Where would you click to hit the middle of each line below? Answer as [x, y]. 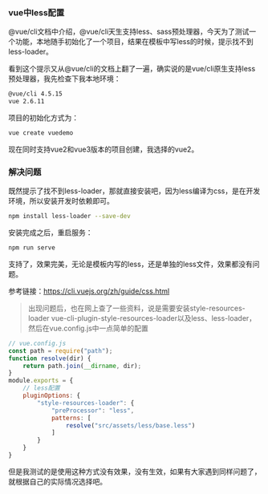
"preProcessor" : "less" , [93, 411]
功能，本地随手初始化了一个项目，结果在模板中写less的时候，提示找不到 [134, 42]
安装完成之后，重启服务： [51, 233]
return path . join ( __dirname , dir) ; [82, 366]
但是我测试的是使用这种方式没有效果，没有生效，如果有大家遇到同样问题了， [135, 472]
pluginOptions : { [52, 396]
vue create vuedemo [41, 133]
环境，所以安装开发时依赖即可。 [61, 201]
